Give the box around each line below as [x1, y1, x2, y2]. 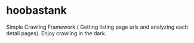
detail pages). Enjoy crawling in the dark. [6, 29, 107, 36]
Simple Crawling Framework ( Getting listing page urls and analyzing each [6, 23, 188, 30]
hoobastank [6, 4, 67, 17]
